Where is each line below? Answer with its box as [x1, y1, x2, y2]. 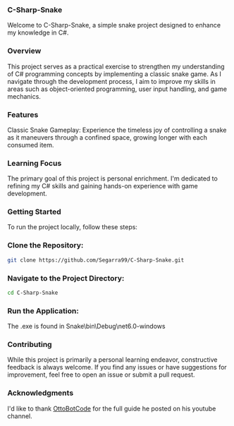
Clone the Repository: [7, 241, 84, 250]
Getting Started [7, 207, 61, 217]
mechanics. [7, 92, 41, 100]
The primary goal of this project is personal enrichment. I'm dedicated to [7, 174, 218, 183]
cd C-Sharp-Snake [7, 289, 58, 296]
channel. [7, 411, 33, 420]
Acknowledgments [7, 388, 74, 398]
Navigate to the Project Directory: [7, 273, 125, 283]
